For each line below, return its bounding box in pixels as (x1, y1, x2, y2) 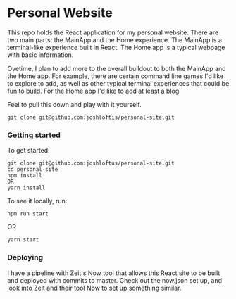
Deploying (7, 253, 44, 262)
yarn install (7, 184, 46, 191)
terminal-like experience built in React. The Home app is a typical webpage (7, 43, 225, 51)
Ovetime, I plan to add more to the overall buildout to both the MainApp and (7, 64, 227, 72)
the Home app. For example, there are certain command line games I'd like (7, 72, 224, 80)
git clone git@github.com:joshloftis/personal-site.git (7, 114, 175, 121)
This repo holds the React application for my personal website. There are (7, 28, 219, 37)
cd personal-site (7, 166, 58, 173)
